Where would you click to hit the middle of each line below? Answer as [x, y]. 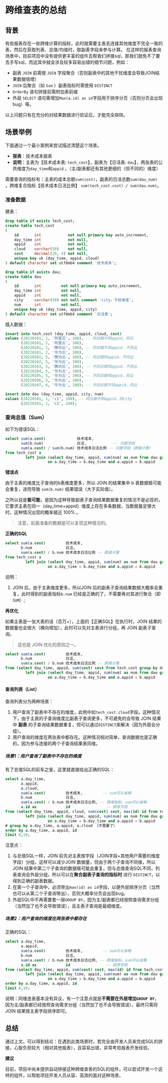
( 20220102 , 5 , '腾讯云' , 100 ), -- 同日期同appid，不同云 [77, 357]
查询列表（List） [22, 689]
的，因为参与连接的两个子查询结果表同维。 [56, 743]
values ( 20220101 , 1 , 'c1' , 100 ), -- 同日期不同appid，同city [69, 399]
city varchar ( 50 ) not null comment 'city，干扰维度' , [74, 300]
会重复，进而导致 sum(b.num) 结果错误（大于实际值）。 [60, 489]
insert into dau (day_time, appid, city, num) [54, 394]
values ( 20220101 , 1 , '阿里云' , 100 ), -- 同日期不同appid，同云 [69, 339]
